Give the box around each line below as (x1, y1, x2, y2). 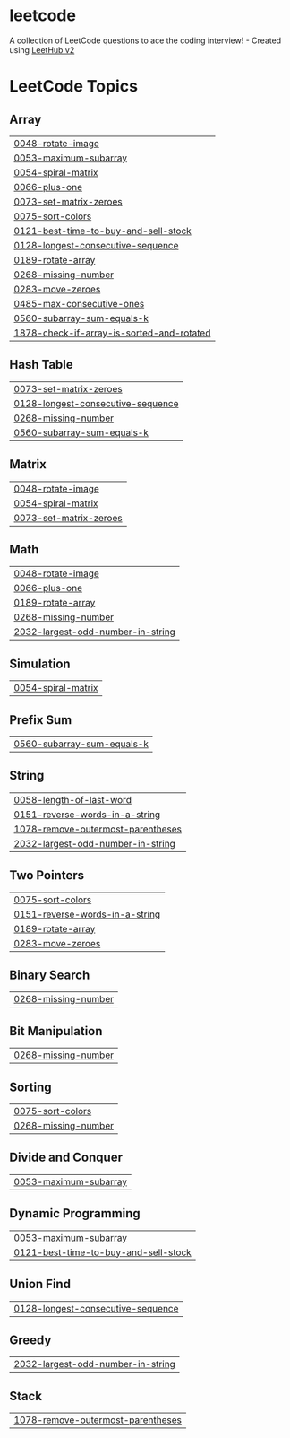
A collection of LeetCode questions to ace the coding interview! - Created (9, 35, 282, 46)
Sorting (9, 1079, 52, 1094)
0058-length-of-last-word (13, 793, 132, 806)
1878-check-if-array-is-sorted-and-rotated (13, 327, 211, 339)
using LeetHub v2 (9, 44, 75, 55)
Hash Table (9, 357, 73, 372)
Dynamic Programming (9, 1206, 141, 1221)
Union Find (9, 1277, 72, 1292)
